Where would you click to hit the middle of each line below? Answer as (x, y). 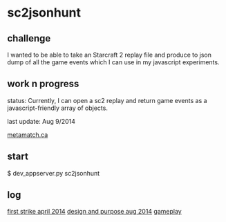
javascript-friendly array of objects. (58, 108)
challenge (29, 38)
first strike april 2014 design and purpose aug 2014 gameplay (94, 212)
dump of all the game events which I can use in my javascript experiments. (113, 62)
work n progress (43, 84)
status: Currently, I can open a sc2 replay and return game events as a (107, 100)
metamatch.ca (28, 135)
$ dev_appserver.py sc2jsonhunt (54, 173)
